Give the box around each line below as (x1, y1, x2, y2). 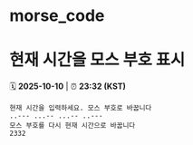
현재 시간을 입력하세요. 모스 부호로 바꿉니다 (9, 103, 152, 113)
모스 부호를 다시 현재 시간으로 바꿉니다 (9, 121, 136, 130)
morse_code (9, 5, 105, 26)
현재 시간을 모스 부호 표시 (9, 50, 186, 71)
